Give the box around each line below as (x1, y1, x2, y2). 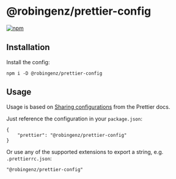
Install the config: (6, 58, 50, 65)
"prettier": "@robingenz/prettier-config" (17, 132, 127, 138)
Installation (6, 42, 50, 53)
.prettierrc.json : (6, 155, 52, 162)
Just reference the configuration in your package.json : (6, 115, 142, 122)
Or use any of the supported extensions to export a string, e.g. (6, 148, 164, 155)
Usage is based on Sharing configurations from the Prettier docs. (6, 103, 170, 111)
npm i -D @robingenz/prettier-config (6, 70, 103, 76)
